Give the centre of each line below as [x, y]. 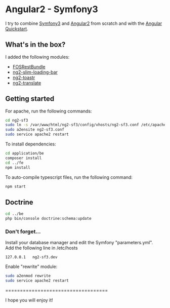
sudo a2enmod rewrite [28, 276]
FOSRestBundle [29, 66]
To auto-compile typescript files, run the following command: [69, 177]
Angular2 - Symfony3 [52, 9]
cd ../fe [14, 163]
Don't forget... [23, 232]
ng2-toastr [24, 78]
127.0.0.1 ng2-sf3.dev [31, 257]
